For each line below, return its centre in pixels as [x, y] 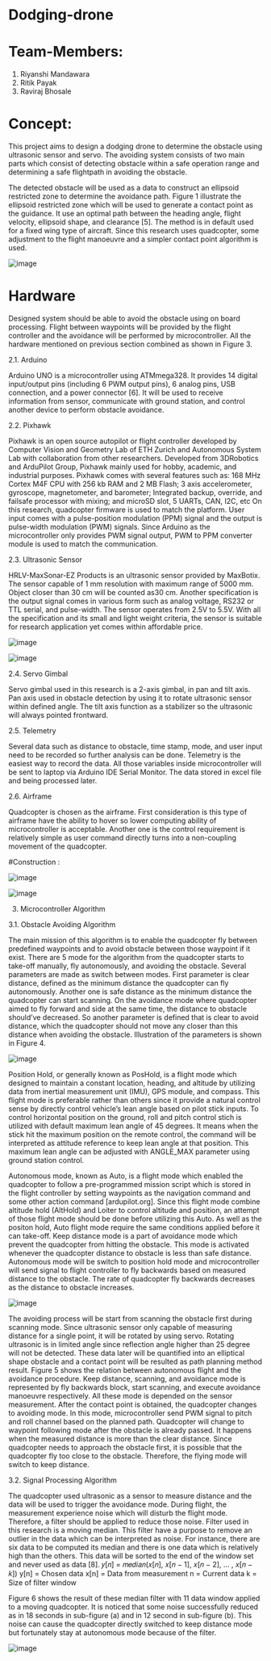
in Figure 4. [27, 1043]
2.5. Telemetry [32, 731]
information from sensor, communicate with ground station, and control [127, 401]
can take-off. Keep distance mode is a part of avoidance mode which [123, 1236]
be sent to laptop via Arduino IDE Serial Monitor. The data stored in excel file [135, 772]
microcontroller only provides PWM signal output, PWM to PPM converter [130, 535]
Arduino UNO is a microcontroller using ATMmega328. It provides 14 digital [133, 375]
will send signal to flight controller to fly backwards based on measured [127, 1270]
